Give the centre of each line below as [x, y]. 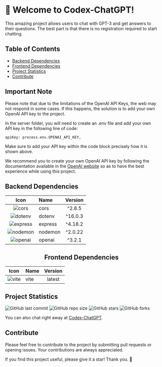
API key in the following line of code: [41, 128]
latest [53, 279]
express [48, 224]
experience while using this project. [40, 171]
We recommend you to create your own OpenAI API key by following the [77, 161]
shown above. [19, 151]
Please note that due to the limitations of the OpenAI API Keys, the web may [81, 103]
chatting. [14, 34]
